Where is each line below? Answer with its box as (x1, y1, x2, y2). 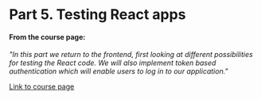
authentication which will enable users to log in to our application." (9, 67, 229, 76)
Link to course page (9, 82, 75, 92)
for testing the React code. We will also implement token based (9, 58, 216, 68)
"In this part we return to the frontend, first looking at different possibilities (9, 50, 253, 59)
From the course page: (9, 32, 86, 41)
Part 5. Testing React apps (9, 6, 186, 24)
